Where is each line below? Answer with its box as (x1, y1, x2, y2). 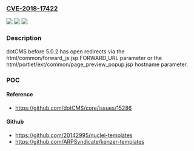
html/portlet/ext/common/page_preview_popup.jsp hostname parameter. (6, 61, 188, 68)
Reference (6, 91, 33, 98)
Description (6, 34, 42, 42)
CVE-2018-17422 (6, 4, 58, 13)
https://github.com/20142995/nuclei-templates (15, 132, 133, 139)
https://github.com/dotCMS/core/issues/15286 (15, 104, 132, 112)
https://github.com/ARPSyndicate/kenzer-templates (15, 138, 145, 145)
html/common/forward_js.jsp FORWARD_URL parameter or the (6, 54, 162, 61)
